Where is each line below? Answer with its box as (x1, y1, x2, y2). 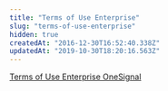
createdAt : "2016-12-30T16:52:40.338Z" (9, 38, 161, 48)
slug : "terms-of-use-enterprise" (9, 22, 136, 31)
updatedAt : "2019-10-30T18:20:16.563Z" (9, 47, 161, 56)
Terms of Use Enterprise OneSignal (9, 71, 142, 82)
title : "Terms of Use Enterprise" (9, 13, 141, 23)
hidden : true (9, 30, 59, 39)
